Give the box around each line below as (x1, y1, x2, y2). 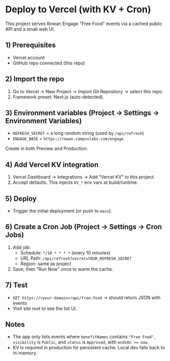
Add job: (12, 244, 31, 250)
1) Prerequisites (5, 41, 56, 50)
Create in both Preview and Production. (5, 145, 88, 152)
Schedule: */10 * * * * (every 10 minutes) (20, 249, 111, 256)
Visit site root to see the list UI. (12, 305, 78, 311)
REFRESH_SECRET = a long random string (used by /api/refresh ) (12, 130, 144, 136)
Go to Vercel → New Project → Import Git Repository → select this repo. (12, 88, 163, 94)
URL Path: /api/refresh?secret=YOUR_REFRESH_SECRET (20, 255, 132, 261)
